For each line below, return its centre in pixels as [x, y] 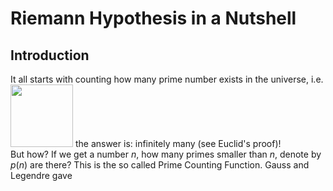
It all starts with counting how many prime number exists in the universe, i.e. [167, 79]
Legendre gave [41, 175]
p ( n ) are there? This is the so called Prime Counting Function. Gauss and [160, 165]
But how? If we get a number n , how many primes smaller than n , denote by [166, 154]
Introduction [50, 55]
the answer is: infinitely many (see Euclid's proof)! [178, 143]
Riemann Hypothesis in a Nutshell [153, 18]
